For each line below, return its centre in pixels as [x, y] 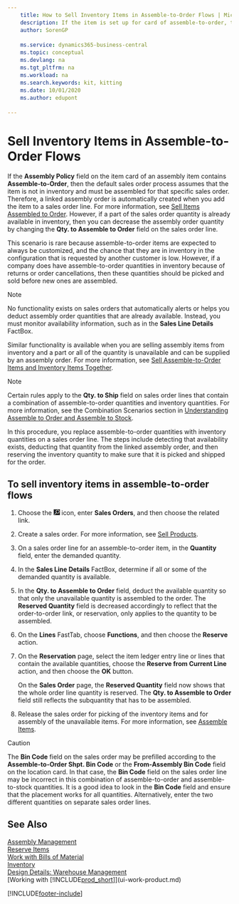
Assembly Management [42, 841]
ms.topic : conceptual [52, 53]
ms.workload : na [44, 75]
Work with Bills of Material [46, 857]
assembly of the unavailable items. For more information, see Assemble [122, 721]
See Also [27, 825]
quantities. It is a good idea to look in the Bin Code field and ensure [132, 786]
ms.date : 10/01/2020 [51, 90]
